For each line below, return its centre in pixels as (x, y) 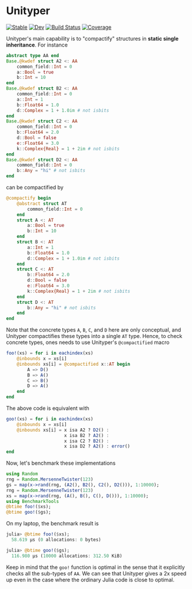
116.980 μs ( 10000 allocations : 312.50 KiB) (67, 556)
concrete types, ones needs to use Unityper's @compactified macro (88, 342)
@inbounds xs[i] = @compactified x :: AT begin (74, 364)
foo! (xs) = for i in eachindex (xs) (50, 353)
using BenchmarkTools (33, 501)
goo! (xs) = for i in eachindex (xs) (50, 419)
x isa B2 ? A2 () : (87, 435)
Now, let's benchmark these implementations (61, 463)
